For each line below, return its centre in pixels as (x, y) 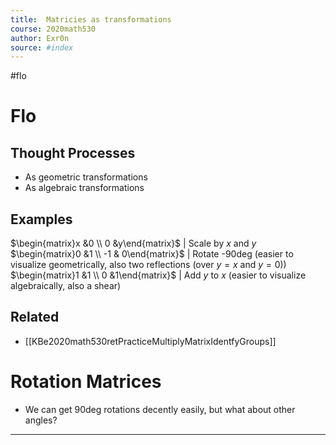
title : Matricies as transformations (91, 19)
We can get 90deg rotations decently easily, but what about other (160, 409)
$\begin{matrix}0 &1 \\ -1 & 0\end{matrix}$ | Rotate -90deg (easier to (152, 254)
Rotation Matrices (86, 382)
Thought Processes (73, 152)
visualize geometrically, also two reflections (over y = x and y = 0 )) (148, 265)
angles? (41, 420)
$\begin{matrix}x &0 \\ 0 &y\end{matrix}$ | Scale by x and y (133, 243)
